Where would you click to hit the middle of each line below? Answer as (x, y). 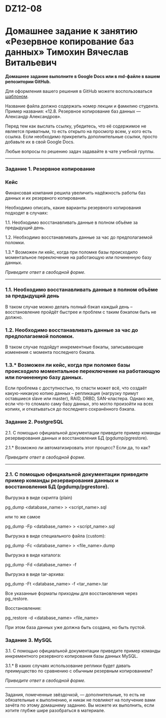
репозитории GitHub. (28, 82)
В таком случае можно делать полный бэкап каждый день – (69, 306)
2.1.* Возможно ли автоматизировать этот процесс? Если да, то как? (78, 447)
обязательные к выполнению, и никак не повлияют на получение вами (80, 700)
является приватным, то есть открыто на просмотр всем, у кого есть (79, 131)
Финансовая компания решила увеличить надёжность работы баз (75, 193)
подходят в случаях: (27, 213)
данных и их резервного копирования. (46, 198)
